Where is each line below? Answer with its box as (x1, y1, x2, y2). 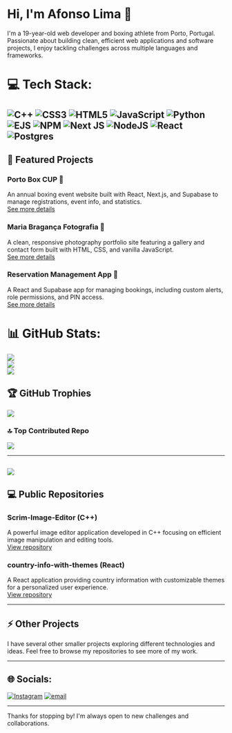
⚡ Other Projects (7, 618, 79, 629)
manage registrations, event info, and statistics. (7, 198, 142, 206)
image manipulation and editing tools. (7, 535, 114, 544)
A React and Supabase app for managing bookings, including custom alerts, (7, 285, 224, 294)
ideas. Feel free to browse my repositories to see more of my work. (7, 647, 198, 656)
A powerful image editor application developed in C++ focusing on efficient (7, 528, 222, 536)
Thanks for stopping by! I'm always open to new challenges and (7, 712, 189, 720)
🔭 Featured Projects (7, 153, 94, 165)
